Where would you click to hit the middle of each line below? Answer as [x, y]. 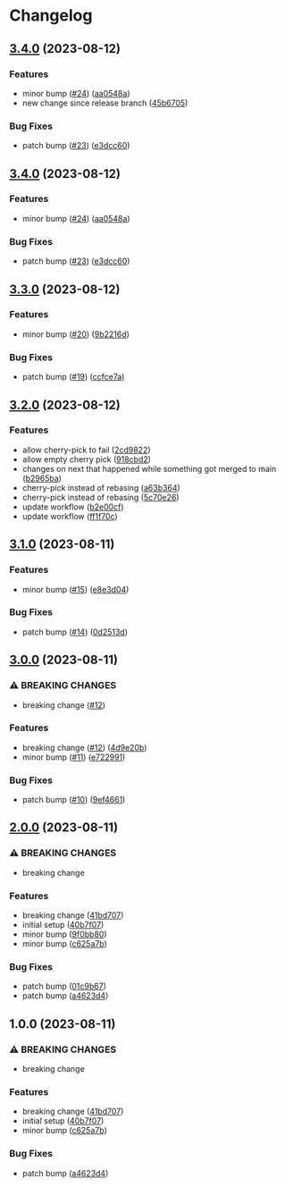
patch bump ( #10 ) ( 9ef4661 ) [74, 800]
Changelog [51, 16]
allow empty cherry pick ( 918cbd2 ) [87, 459]
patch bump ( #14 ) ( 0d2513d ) [75, 632]
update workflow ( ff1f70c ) [70, 516]
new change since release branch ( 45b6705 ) [105, 103]
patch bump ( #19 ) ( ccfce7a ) [73, 377]
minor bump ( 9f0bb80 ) [64, 934]
